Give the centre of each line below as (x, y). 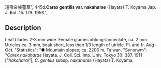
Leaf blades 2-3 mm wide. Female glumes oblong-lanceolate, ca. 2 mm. (77, 39)
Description (23, 28)
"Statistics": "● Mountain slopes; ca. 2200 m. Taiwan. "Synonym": (81, 50)
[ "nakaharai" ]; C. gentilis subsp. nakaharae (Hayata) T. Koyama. (69, 60)
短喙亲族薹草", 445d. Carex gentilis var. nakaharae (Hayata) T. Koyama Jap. (80, 7)
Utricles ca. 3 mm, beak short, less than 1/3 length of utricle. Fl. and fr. (75, 45)
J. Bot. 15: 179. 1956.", (26, 13)
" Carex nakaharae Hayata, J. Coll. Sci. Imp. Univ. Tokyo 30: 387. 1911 (73, 55)
